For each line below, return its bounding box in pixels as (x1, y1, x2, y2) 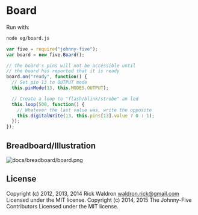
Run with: (6, 23, 30, 31)
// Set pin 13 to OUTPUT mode (11, 79, 87, 86)
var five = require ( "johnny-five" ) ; (6, 46, 98, 52)
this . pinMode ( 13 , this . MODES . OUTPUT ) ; (11, 85, 110, 91)
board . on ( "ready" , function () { (6, 73, 87, 80)
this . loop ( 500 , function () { (11, 101, 85, 107)
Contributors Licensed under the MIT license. (6, 202, 119, 210)
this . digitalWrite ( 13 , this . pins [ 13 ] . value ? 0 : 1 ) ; (17, 113, 155, 119)
